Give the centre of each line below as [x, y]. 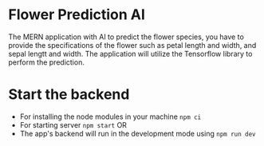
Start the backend [69, 95]
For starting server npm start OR [73, 124]
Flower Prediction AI [77, 15]
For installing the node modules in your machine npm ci [110, 116]
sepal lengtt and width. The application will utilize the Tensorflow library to [130, 53]
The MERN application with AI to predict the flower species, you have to [126, 37]
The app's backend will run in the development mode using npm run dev [138, 133]
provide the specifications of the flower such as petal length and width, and [132, 45]
